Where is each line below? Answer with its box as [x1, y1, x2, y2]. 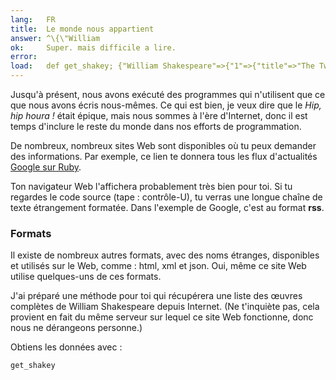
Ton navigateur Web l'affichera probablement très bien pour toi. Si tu [10, 181, 293, 192]
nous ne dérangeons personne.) [10, 322, 143, 334]
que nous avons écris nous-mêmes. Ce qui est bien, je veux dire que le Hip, [10, 99, 322, 111]
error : [10, 52, 38, 62]
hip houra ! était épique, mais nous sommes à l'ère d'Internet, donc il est [10, 110, 308, 121]
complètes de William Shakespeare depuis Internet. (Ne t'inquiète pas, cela [10, 301, 320, 313]
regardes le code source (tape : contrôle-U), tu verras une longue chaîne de [10, 191, 323, 203]
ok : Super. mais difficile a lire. [10, 42, 177, 53]
